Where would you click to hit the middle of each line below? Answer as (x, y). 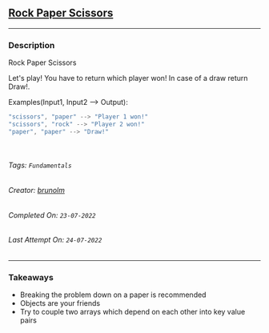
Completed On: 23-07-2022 (52, 215)
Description (32, 45)
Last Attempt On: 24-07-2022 (55, 240)
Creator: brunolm (37, 190)
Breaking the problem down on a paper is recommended (113, 295)
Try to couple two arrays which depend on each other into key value (132, 312)
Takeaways (31, 277)
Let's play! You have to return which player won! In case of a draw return (128, 78)
